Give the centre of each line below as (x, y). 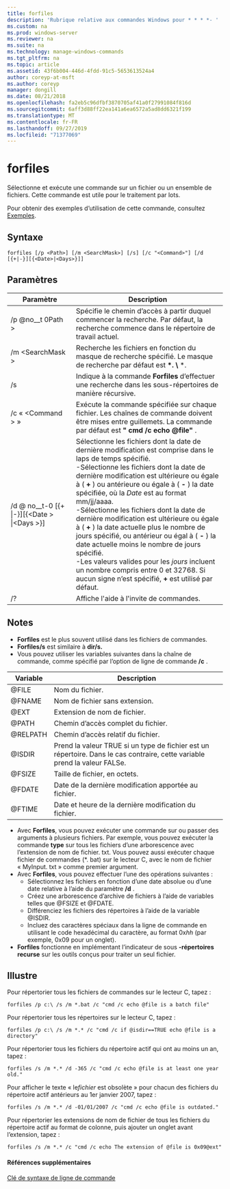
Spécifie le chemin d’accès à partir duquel (143, 311)
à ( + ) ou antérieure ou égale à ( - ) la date (145, 484)
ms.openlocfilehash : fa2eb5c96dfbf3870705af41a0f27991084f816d (99, 103)
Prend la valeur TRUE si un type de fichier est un (132, 746)
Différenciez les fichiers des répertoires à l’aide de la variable (113, 910)
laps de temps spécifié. (113, 459)
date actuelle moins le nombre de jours (138, 544)
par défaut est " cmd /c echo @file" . (136, 430)
